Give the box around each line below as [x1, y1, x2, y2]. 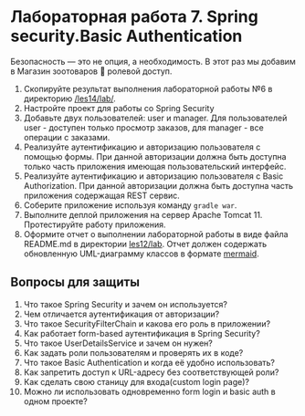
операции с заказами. [23, 131, 110, 142]
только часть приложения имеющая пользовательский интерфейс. [23, 161, 287, 172]
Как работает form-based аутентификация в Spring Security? [23, 328, 261, 338]
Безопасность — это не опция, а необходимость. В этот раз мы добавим [10, 56, 296, 67]
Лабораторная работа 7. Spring [10, 6, 258, 27]
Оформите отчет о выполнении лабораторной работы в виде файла [23, 228, 289, 239]
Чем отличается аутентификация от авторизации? [23, 308, 220, 319]
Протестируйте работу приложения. [23, 219, 167, 230]
